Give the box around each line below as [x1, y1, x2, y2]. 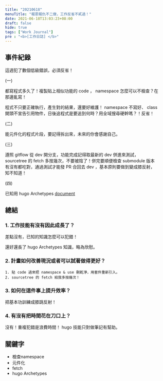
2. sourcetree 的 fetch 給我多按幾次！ [5, 275, 80, 280]
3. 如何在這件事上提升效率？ [5, 287, 71, 294]
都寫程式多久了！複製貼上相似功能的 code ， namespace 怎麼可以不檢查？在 [5, 88, 159, 94]
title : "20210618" [5, 7, 42, 12]
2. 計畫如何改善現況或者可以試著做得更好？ [5, 258, 106, 264]
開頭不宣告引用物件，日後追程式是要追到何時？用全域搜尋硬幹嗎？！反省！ [5, 110, 154, 116]
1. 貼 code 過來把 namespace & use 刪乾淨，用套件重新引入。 [5, 270, 120, 275]
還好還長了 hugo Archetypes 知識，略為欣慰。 [5, 244, 98, 250]
